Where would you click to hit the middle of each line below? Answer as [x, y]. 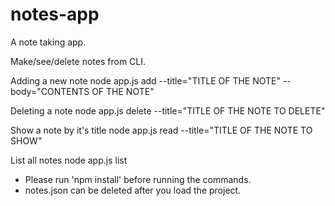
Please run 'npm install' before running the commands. [138, 179]
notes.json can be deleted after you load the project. [133, 190]
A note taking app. [48, 42]
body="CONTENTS [50, 91]
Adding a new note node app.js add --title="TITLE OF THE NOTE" [145, 80]
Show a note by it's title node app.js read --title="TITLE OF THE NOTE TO [161, 130]
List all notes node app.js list [69, 160]
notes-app [55, 14]
